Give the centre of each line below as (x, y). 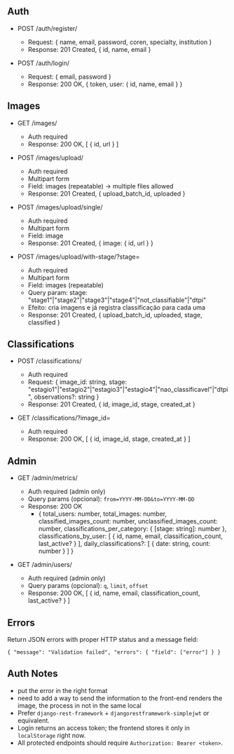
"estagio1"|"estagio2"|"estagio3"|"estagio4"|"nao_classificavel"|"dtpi (128, 390)
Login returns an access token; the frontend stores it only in (104, 727)
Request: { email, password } (69, 76)
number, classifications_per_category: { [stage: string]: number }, (132, 529)
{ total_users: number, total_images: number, (102, 514)
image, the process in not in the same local (79, 705)
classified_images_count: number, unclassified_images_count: (128, 521)
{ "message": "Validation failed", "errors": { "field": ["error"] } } (114, 652)
